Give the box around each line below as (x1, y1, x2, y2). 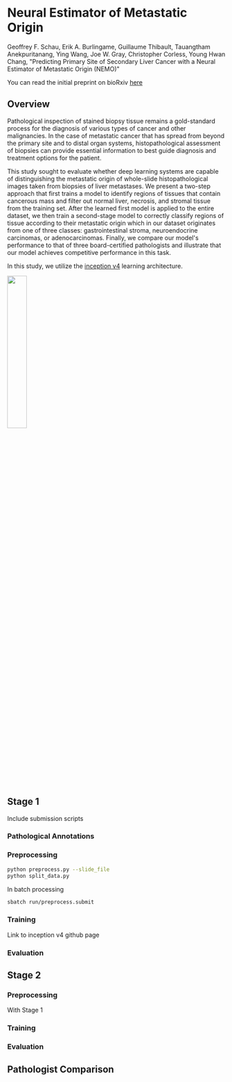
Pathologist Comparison (7, 1063, 114, 1075)
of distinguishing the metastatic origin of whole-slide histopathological (7, 174, 208, 183)
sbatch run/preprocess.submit (7, 898, 95, 906)
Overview (7, 99, 51, 110)
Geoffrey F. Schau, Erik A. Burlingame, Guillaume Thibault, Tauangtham (7, 42, 211, 51)
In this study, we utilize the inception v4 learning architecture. (7, 262, 184, 270)
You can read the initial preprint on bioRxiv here (7, 78, 143, 86)
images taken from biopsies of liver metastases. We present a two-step (7, 182, 211, 190)
